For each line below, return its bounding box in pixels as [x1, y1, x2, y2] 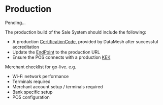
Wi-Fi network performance [12, 73, 69, 79]
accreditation [12, 44, 39, 50]
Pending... [5, 20, 26, 26]
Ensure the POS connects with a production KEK [12, 54, 111, 60]
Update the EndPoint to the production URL [12, 49, 100, 55]
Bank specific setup [12, 89, 53, 95]
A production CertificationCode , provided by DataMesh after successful [12, 38, 159, 45]
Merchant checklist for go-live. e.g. [5, 64, 76, 70]
